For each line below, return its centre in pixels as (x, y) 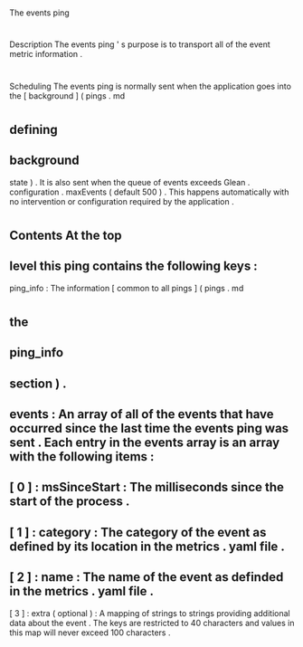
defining (34, 129)
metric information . (46, 54)
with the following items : (82, 457)
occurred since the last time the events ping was (149, 428)
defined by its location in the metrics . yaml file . (147, 546)
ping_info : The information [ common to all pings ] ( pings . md (127, 288)
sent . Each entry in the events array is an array (145, 442)
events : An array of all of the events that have (142, 414)
